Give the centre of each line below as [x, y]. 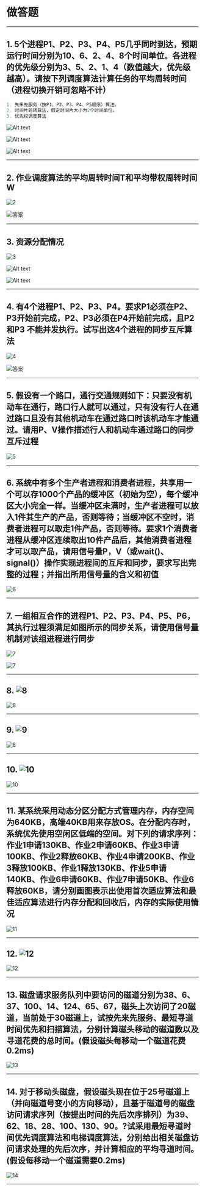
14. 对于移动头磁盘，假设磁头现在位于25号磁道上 [98, 1092]
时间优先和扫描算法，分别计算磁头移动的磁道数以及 [103, 1029]
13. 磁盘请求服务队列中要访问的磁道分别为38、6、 [101, 995]
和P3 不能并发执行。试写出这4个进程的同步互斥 [95, 330]
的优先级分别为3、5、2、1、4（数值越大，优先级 [99, 67]
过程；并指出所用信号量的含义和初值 [90, 574]
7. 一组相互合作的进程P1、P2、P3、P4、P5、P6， [101, 616]
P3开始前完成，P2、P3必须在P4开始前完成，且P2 [100, 318]
